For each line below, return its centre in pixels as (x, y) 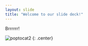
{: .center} (43, 38)
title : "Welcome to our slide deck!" (44, 14)
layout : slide (20, 10)
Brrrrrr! (12, 28)
